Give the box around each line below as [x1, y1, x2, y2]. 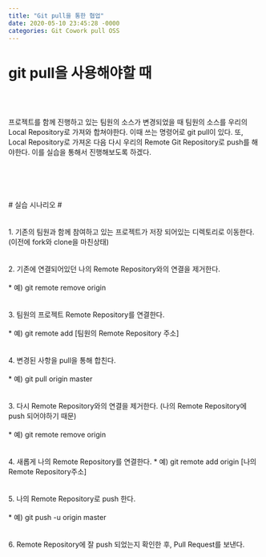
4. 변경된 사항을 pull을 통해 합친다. [8, 356, 116, 365]
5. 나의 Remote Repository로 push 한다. [8, 494, 136, 504]
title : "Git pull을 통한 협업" [8, 11, 104, 20]
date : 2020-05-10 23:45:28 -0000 [8, 19, 120, 27]
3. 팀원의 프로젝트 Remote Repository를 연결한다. [8, 310, 165, 319]
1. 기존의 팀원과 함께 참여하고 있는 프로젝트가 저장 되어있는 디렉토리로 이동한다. [8, 227, 255, 237]
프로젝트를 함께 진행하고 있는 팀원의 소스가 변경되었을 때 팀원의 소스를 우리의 [8, 117, 248, 127]
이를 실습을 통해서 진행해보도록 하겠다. [31, 148, 152, 157]
